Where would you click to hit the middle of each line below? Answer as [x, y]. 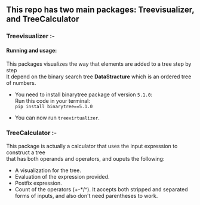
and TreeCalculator [43, 19]
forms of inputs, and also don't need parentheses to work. [86, 195]
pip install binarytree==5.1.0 [54, 106]
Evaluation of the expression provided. [62, 176]
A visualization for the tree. [48, 170]
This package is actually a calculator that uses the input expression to [92, 146]
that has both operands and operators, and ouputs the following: [85, 158]
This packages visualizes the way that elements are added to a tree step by [99, 64]
